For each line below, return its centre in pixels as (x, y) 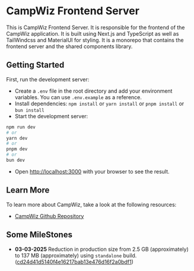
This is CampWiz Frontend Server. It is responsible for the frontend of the (96, 27)
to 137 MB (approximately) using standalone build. (76, 255)
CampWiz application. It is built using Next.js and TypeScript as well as (93, 33)
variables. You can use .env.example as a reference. (78, 97)
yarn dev (17, 138)
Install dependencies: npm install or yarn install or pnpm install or (99, 103)
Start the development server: (51, 116)
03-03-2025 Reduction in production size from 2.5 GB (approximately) (101, 249)
